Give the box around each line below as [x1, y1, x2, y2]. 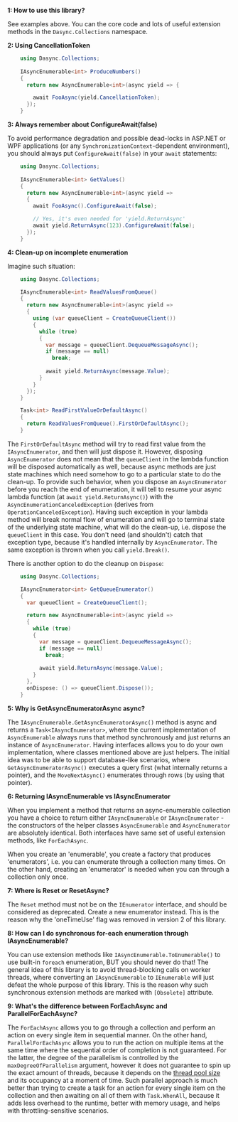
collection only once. [7, 872, 69, 881]
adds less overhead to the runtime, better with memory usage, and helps [7, 1099, 220, 1107]
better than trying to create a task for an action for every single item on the [7, 1084, 226, 1092]
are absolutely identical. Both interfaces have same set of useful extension [7, 828, 226, 837]
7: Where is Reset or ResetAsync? [7, 886, 109, 894]
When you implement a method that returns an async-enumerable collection [7, 806, 231, 814]
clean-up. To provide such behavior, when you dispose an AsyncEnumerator [7, 477, 227, 486]
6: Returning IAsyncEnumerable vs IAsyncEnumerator [7, 792, 171, 801]
